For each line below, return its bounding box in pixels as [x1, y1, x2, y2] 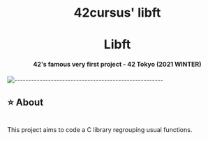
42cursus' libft [73, 5, 161, 21]
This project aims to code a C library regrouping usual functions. [7, 126, 193, 134]
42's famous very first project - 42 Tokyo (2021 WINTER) [33, 60, 202, 68]
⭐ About [7, 96, 44, 108]
